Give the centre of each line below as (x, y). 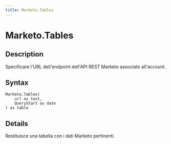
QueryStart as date (35, 104)
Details (17, 124)
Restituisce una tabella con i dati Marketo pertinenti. (60, 136)
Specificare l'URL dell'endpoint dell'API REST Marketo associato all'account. (86, 67)
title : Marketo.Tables (29, 10)
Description (24, 54)
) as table (17, 108)
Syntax (17, 83)
